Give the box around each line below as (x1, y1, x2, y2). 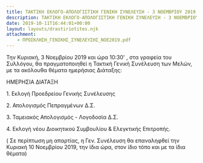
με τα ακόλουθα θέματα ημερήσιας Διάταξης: (6, 67, 123, 73)
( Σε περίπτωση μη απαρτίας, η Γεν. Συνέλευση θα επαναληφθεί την (6, 137, 180, 144)
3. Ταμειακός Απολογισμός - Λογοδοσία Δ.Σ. (6, 113, 119, 121)
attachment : (6, 32, 36, 38)
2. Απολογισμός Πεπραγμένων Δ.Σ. (6, 102, 95, 109)
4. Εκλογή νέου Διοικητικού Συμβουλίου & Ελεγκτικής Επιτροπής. (6, 125, 171, 132)
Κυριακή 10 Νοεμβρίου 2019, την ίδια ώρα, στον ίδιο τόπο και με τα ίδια (6, 144, 186, 150)
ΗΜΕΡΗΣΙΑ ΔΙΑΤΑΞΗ (6, 78, 59, 85)
